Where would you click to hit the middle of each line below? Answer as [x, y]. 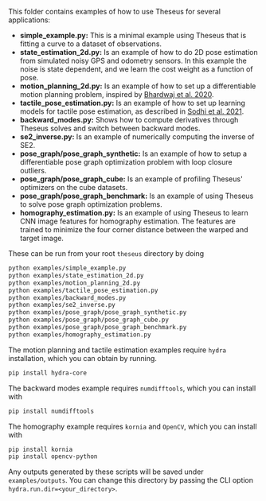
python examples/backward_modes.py [67, 297]
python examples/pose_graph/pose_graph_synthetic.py [98, 313]
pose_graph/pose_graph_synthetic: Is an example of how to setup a [133, 153]
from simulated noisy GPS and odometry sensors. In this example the [133, 60]
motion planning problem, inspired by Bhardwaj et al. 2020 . [117, 94]
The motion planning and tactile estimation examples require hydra [117, 350]
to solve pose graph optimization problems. [91, 204]
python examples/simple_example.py [67, 268]
